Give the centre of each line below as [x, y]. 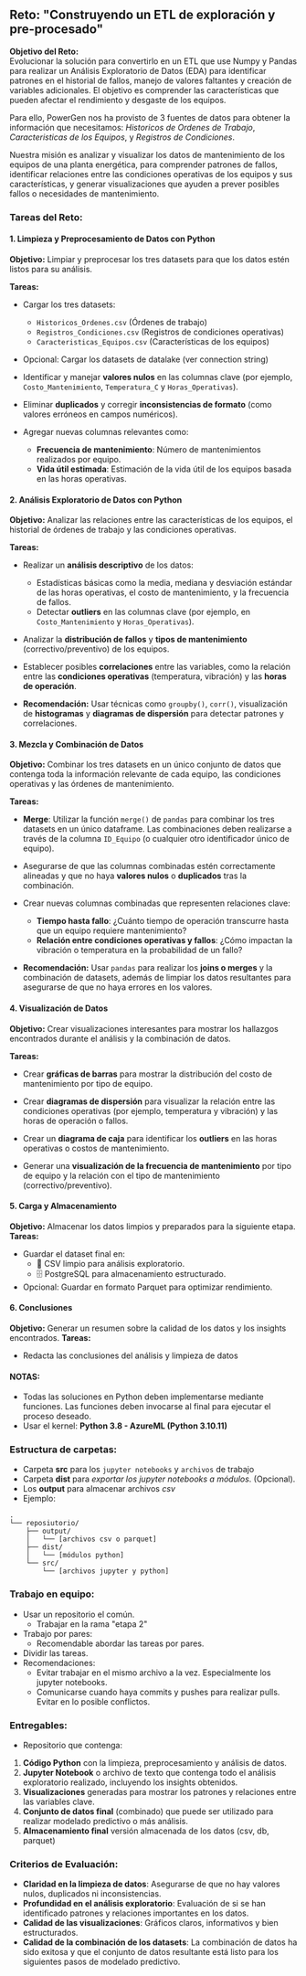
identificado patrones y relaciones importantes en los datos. [136, 1913]
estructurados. [50, 1933]
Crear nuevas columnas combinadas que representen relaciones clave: [156, 903]
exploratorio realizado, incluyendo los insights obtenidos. [130, 1782]
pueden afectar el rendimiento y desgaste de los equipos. [118, 100]
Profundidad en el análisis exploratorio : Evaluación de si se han [144, 1904]
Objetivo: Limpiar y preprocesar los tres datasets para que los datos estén [150, 259]
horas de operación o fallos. [75, 1121]
